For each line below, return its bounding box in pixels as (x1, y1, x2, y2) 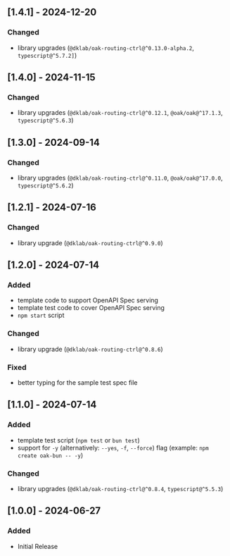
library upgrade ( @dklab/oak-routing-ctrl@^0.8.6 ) (17, 345, 163, 353)
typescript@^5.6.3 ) (17, 116, 74, 125)
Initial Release (17, 542, 58, 550)
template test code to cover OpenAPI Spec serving (17, 304, 165, 312)
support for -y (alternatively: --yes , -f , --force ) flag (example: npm (17, 443, 209, 452)
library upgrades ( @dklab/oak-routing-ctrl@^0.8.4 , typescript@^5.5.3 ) (17, 485, 224, 493)
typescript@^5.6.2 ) (17, 181, 74, 190)
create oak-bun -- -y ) (17, 451, 84, 459)
